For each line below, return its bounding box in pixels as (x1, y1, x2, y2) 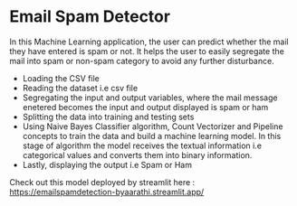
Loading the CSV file (22, 72, 100, 83)
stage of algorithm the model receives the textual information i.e (22, 140, 263, 151)
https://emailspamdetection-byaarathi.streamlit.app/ (9, 186, 205, 197)
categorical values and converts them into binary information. (22, 149, 253, 160)
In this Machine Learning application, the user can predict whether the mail (9, 36, 289, 47)
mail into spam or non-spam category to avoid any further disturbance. (9, 55, 274, 66)
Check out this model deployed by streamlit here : (9, 176, 196, 187)
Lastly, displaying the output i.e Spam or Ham (22, 159, 193, 170)
